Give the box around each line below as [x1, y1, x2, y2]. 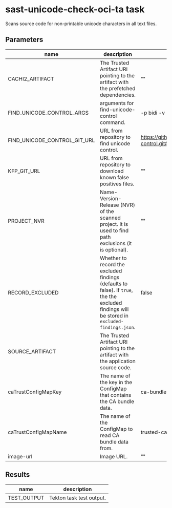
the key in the [99, 378, 133, 386]
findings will [99, 306, 129, 313]
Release [99, 201, 119, 208]
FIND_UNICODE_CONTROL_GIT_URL [8, 137, 95, 144]
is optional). [99, 246, 128, 253]
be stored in [99, 312, 129, 319]
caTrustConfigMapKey [8, 388, 62, 395]
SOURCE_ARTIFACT [8, 348, 56, 355]
